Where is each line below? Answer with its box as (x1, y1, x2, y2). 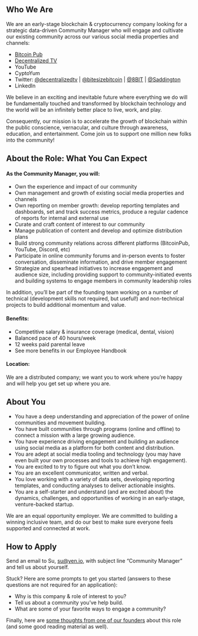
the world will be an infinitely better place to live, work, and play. (6, 106, 162, 113)
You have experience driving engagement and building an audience (14, 437, 179, 445)
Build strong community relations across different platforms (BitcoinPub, (14, 239, 190, 247)
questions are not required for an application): (6, 582, 118, 589)
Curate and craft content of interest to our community (14, 221, 146, 228)
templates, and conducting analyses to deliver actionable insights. (14, 482, 176, 489)
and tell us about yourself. (6, 564, 70, 571)
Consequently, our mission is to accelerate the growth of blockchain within (6, 118, 187, 125)
